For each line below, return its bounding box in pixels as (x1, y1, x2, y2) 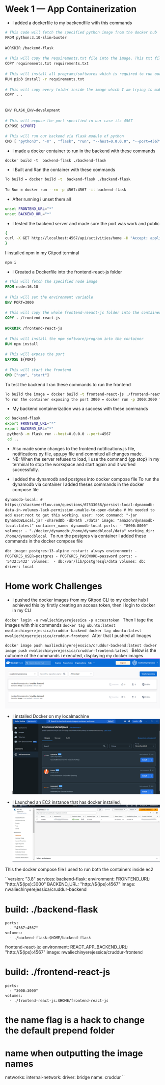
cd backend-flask (5, 416, 41, 421)
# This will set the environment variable (5, 295, 93, 300)
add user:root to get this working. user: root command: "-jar (5, 512, 137, 518)
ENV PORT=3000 (5, 300, 34, 305)
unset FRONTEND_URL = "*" (5, 206, 54, 211)
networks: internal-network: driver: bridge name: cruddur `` (5, 1074, 125, 1080)
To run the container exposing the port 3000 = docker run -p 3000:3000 (5, 397, 157, 402)
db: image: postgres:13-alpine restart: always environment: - (5, 548, 137, 553)
